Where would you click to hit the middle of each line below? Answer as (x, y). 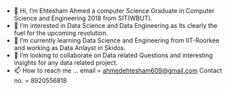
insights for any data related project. (66, 62)
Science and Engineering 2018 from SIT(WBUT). (83, 18)
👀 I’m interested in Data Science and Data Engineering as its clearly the (116, 25)
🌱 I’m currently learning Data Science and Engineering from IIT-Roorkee (117, 40)
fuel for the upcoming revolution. (61, 33)
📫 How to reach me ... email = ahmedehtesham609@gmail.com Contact (118, 70)
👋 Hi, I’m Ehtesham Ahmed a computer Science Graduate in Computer (114, 11)
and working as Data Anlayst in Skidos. (70, 48)
